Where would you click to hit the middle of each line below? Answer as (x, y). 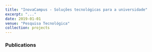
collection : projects (28, 28)
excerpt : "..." (21, 14)
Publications (21, 45)
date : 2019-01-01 (23, 19)
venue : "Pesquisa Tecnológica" (38, 23)
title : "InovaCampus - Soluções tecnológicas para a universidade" (76, 10)
